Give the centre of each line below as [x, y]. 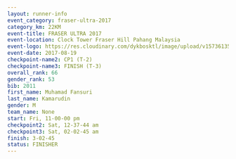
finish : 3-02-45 [31, 138]
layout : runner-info [38, 14]
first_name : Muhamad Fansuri [50, 92]
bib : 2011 [22, 86]
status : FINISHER [33, 145]
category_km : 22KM [34, 27]
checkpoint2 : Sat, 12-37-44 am [53, 125]
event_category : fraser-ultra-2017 [59, 20]
